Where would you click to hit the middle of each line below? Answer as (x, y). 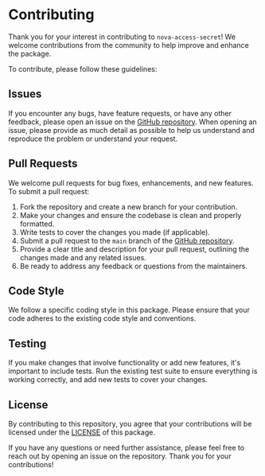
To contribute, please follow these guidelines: (83, 68)
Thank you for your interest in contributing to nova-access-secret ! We (122, 37)
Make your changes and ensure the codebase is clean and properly (131, 215)
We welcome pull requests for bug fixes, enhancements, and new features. (131, 183)
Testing (27, 343)
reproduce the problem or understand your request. (93, 139)
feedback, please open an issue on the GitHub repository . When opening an (132, 122)
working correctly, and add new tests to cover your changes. (108, 380)
